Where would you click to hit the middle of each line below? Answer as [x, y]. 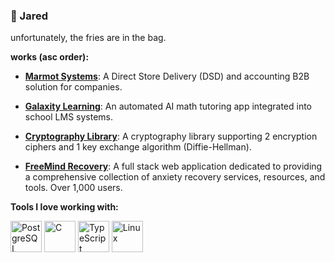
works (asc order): [50, 57]
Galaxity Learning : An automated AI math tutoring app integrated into [168, 106]
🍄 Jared [29, 16]
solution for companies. [73, 87]
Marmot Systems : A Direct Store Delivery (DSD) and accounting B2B [167, 76]
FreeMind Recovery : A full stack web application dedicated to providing [173, 166]
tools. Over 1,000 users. [73, 188]
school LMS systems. [69, 117]
